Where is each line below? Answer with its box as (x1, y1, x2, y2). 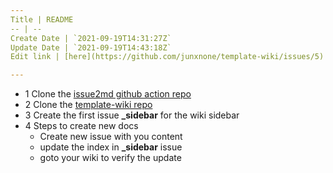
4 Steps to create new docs (24, 120, 139, 132)
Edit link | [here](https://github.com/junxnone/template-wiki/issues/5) (10, 52, 325, 62)
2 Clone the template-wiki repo (24, 99, 153, 111)
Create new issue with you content (39, 131, 183, 143)
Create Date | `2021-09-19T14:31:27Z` (10, 33, 172, 43)
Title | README (10, 14, 74, 25)
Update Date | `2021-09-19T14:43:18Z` (10, 42, 172, 53)
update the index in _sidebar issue (39, 141, 183, 153)
